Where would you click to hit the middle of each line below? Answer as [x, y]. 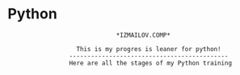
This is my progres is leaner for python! [149, 49]
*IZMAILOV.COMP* [143, 35]
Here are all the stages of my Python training [150, 63]
